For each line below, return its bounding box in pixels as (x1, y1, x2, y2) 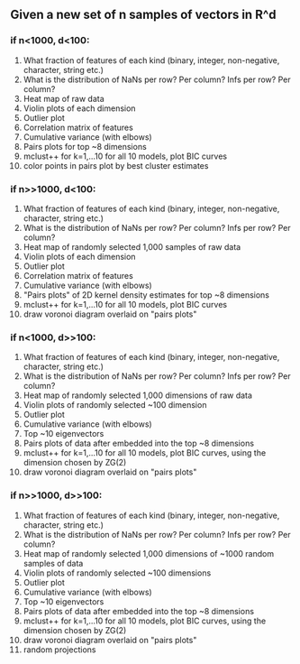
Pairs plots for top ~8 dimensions (23, 141, 147, 152)
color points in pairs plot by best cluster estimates (23, 160, 209, 171)
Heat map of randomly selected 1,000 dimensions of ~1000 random (23, 548, 274, 558)
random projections (23, 644, 96, 655)
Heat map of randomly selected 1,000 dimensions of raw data (23, 390, 253, 401)
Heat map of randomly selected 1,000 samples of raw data (23, 241, 241, 252)
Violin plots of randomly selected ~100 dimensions (23, 567, 212, 578)
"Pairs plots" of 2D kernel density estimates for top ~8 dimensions (23, 289, 269, 300)
